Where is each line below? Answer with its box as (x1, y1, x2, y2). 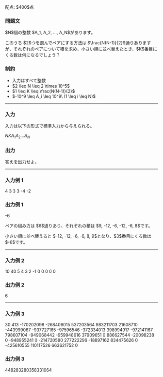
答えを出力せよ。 (5, 159, 39, 165)
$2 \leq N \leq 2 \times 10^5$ (12, 83, 70, 89)
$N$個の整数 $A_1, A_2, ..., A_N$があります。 (5, 30, 96, 36)
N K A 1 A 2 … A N (5, 132, 30, 140)
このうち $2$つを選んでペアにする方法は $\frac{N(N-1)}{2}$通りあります (5, 40, 151, 46)
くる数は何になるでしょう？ (5, 52, 61, 58)
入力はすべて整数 (12, 77, 46, 83)
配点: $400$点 (5, 4, 34, 10)
